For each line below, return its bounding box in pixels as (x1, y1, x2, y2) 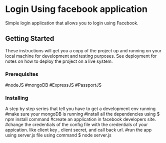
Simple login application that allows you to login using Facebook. (5, 20, 138, 26)
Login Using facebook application (5, 3, 147, 15)
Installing (5, 94, 28, 101)
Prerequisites (5, 71, 38, 78)
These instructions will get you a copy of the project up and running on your (5, 47, 161, 53)
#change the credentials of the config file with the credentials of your (5, 122, 148, 128)
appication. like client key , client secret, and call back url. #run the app (5, 127, 152, 133)
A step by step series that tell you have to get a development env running (5, 106, 156, 112)
